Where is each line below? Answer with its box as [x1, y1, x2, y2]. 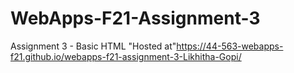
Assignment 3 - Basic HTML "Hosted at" [10, 40, 177, 52]
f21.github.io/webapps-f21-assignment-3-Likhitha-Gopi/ [10, 50, 242, 62]
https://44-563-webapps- [176, 40, 284, 52]
